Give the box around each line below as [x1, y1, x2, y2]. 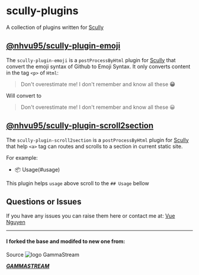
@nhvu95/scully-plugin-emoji [6, 41, 120, 51]
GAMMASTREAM [6, 262, 50, 270]
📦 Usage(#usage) [14, 166, 60, 173]
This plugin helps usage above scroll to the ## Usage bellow [6, 179, 149, 187]
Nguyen [6, 219, 25, 226]
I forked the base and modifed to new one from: [6, 238, 126, 245]
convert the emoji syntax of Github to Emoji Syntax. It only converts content [6, 63, 191, 70]
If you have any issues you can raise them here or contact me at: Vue [6, 212, 175, 219]
